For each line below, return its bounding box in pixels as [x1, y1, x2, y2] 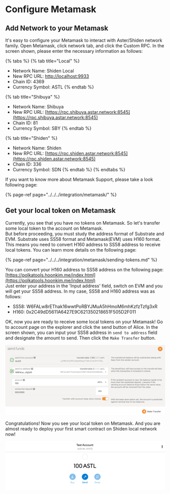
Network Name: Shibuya [12, 104, 64, 110]
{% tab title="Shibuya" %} [5, 94, 60, 100]
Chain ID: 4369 [12, 79, 45, 84]
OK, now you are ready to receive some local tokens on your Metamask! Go [5, 319, 163, 325]
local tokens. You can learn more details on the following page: [5, 246, 137, 253]
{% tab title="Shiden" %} [5, 135, 58, 141]
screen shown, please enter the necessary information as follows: [5, 48, 143, 54]
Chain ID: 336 [12, 161, 42, 167]
